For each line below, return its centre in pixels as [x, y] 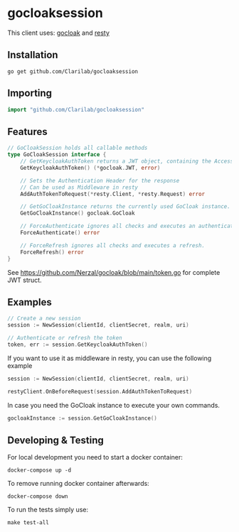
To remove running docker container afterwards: [78, 484]
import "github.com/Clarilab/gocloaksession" [76, 109]
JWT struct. [25, 280]
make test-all [28, 523]
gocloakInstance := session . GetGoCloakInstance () [83, 418]
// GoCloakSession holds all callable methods [78, 148]
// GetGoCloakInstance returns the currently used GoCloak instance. [126, 207]
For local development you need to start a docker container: [95, 457]
